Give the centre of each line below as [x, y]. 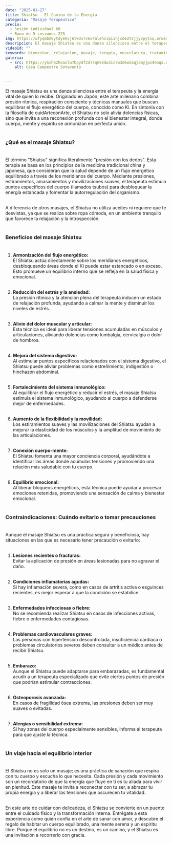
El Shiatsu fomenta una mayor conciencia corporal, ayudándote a [81, 456]
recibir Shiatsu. [29, 650]
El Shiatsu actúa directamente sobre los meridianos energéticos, [81, 260]
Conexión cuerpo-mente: [40, 450]
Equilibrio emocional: [36, 482]
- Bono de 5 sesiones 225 [38, 34]
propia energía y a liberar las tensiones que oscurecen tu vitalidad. [76, 793]
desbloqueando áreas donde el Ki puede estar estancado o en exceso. [87, 266]
